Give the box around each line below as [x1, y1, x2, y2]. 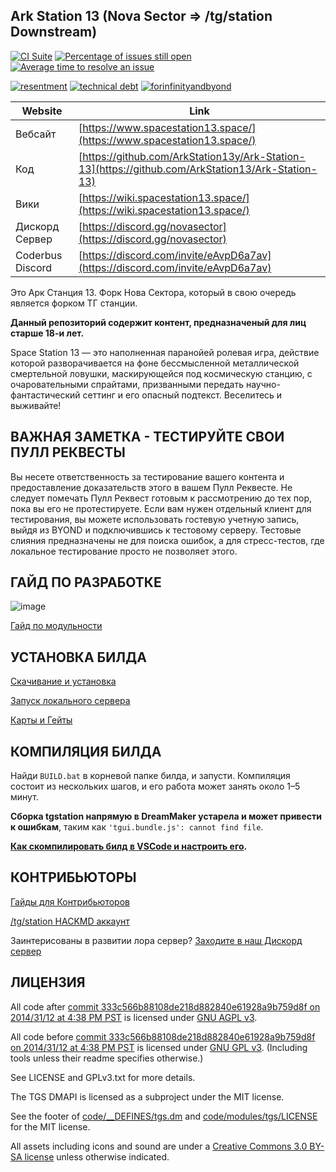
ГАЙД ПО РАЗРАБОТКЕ [10, 574, 162, 591]
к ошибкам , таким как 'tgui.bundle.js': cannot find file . [10, 821, 264, 833]
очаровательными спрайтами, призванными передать [10, 378, 244, 390]
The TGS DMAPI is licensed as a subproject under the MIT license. [10, 1090, 285, 1103]
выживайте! [10, 399, 62, 411]
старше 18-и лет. [10, 327, 85, 339]
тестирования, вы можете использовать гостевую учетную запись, [10, 513, 300, 525]
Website [21, 104, 63, 118]
